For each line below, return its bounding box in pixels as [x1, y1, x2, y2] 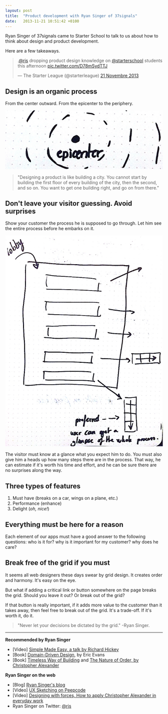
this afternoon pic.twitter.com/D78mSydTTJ [17, 63, 107, 69]
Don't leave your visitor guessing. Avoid [5, 199, 132, 208]
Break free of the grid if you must [5, 558, 110, 567]
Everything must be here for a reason [5, 520, 123, 529]
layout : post [5, 8, 32, 13]
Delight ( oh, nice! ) [12, 506, 49, 512]
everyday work [12, 697, 43, 703]
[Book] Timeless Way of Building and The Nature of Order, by [12, 657, 139, 663]
